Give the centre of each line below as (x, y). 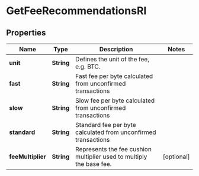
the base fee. (93, 164)
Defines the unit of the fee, (112, 59)
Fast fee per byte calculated (114, 76)
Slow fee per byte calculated (115, 100)
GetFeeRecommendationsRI (76, 11)
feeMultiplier (28, 157)
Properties (26, 33)
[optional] (176, 157)
